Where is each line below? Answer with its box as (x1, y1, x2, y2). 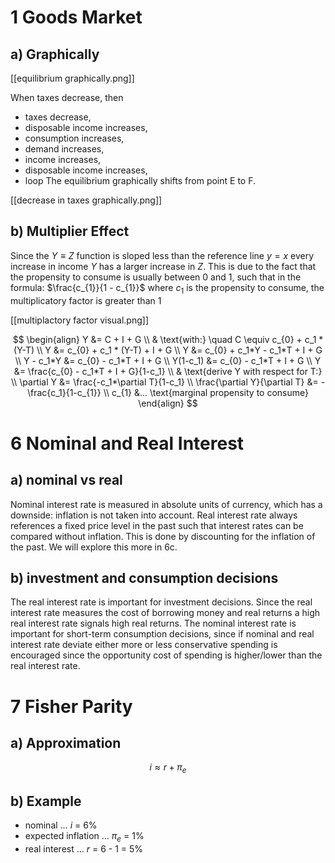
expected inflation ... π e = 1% (24, 830, 145, 844)
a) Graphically (10, 46, 100, 63)
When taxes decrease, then (10, 92, 124, 103)
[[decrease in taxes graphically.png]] (10, 194, 163, 206)
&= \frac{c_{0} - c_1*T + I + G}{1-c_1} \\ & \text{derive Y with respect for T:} (13, 365, 323, 377)
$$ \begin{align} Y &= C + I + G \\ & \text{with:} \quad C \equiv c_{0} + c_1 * (12, 333, 324, 345)
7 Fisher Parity (10, 695, 133, 718)
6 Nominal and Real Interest (10, 432, 245, 455)
